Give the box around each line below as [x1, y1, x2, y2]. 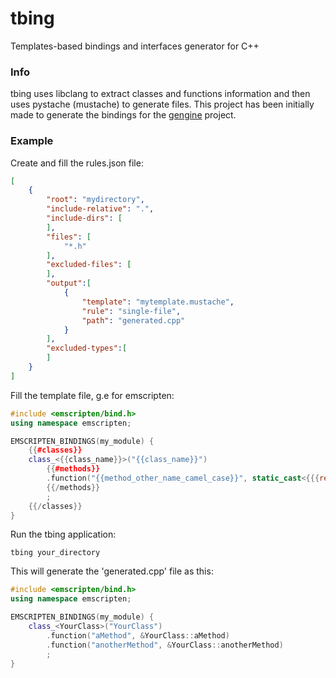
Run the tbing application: [10, 528, 117, 541]
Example [10, 134, 54, 148]
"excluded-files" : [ [46, 260, 132, 270]
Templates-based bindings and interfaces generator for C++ [10, 40, 260, 52]
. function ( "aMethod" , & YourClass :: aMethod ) [46, 630, 230, 641]
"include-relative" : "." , [46, 204, 155, 214]
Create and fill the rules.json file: [10, 157, 144, 169]
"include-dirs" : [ [46, 213, 123, 224]
